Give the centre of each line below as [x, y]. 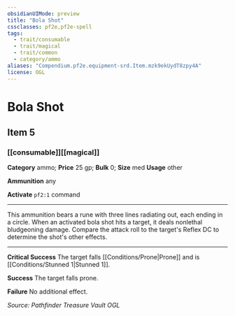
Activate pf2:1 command [44, 195]
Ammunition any [32, 181]
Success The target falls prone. [53, 278]
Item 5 [21, 132]
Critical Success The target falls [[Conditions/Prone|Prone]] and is [104, 257]
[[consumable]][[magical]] [54, 152]
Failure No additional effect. [48, 292]
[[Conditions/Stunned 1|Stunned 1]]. [59, 265]
